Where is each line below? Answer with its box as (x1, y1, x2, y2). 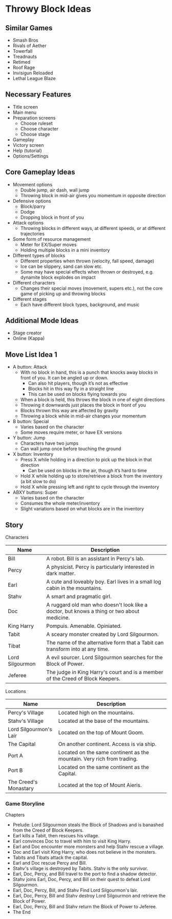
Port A (8, 752, 23, 759)
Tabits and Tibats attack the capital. (12, 854, 89, 860)
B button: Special (12, 418, 49, 425)
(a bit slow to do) (20, 478, 56, 485)
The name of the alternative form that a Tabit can (46, 639, 164, 646)
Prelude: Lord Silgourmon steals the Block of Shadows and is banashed (12, 822, 164, 828)
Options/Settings (12, 152, 49, 159)
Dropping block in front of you (20, 214, 84, 220)
